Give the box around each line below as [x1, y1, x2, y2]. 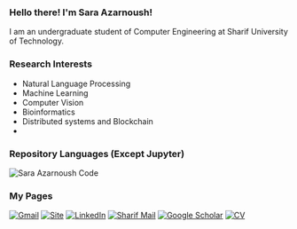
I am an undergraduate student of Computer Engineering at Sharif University [9, 27, 288, 37]
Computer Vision [21, 97, 84, 107]
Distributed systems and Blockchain [21, 115, 153, 126]
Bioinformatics [21, 107, 75, 117]
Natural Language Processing [21, 78, 131, 89]
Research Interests [9, 58, 93, 70]
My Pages [9, 189, 53, 201]
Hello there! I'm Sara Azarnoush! [9, 6, 153, 19]
